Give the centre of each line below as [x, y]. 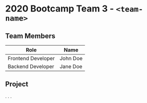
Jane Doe [71, 66]
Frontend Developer [31, 58]
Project [17, 84]
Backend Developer [31, 66]
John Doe [71, 58]
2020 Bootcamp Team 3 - [60, 9]
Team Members [30, 36]
